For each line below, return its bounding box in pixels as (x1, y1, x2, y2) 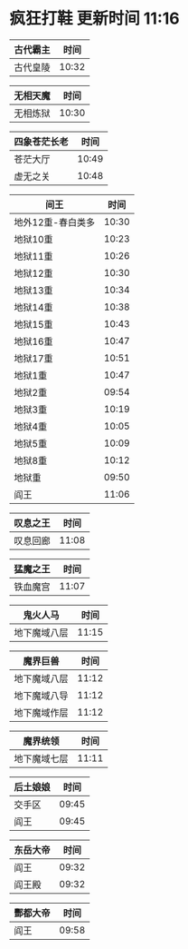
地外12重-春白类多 (14, 215, 96, 228)
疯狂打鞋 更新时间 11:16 (9, 8, 181, 29)
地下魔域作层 (14, 706, 70, 718)
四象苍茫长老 (14, 135, 70, 148)
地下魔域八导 (14, 689, 70, 702)
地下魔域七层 (14, 752, 70, 765)
